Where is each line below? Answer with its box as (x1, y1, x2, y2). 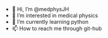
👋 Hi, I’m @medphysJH (11, 6, 69, 12)
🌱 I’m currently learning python (11, 18, 89, 25)
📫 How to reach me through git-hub (11, 25, 102, 32)
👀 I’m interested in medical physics (11, 12, 98, 19)
